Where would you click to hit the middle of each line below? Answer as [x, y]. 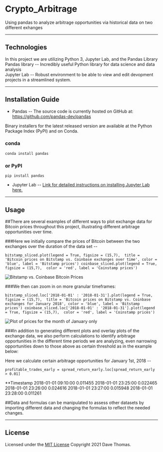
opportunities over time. [29, 232]
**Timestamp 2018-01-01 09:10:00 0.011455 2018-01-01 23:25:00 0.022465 [81, 383]
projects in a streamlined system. [38, 80]
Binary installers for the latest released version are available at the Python [79, 126]
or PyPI [14, 166]
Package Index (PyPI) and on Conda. [42, 131]
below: [12, 351]
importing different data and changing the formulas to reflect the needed [78, 408]
